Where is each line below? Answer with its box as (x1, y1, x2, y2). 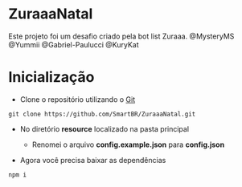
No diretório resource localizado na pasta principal (19, 124, 190, 133)
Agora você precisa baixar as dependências (19, 155, 166, 165)
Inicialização (8, 68, 95, 87)
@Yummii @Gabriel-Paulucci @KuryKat (8, 39, 139, 49)
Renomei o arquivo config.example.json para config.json (31, 140, 225, 149)
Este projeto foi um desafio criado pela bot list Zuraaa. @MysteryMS (8, 31, 235, 41)
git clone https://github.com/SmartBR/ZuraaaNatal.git (8, 110, 196, 118)
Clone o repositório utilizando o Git (19, 94, 135, 104)
